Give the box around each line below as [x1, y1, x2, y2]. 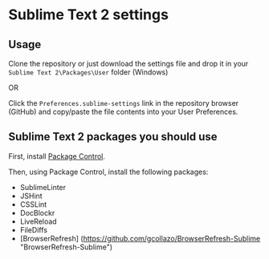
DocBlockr [19, 208, 55, 217]
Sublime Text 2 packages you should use [8, 130, 218, 144]
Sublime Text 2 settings [8, 6, 169, 24]
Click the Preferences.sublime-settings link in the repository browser [8, 99, 239, 107]
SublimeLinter [19, 182, 67, 192]
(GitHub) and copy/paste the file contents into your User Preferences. [8, 107, 238, 116]
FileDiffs [19, 225, 48, 234]
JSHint [19, 191, 43, 200]
